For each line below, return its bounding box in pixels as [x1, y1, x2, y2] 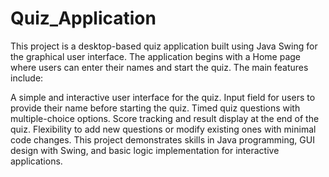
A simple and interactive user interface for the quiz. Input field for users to [10, 91, 316, 103]
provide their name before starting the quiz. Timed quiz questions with [10, 102, 301, 114]
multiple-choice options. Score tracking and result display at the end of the [10, 112, 320, 124]
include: [10, 72, 44, 84]
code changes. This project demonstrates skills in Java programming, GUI [10, 133, 315, 146]
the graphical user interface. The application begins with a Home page [10, 50, 301, 62]
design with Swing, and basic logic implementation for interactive [10, 144, 280, 156]
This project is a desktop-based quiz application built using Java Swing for [10, 40, 318, 52]
